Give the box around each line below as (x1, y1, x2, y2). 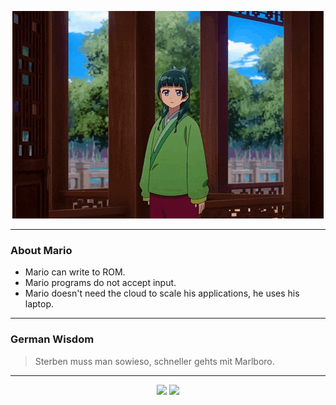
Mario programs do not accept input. (24, 277, 177, 289)
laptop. (24, 298, 55, 310)
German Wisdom (10, 332, 95, 346)
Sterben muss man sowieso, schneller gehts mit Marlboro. (34, 355, 275, 367)
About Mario (10, 243, 73, 257)
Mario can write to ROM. (24, 266, 126, 278)
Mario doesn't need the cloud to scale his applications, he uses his (24, 287, 300, 300)
